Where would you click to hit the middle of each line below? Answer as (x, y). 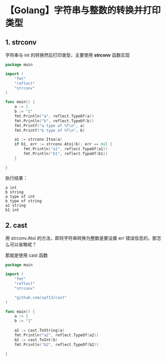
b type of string (24, 201)
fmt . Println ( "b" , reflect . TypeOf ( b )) (54, 121)
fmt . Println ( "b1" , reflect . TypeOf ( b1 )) (66, 154)
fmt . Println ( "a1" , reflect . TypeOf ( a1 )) (66, 149)
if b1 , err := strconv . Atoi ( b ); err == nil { (63, 144)
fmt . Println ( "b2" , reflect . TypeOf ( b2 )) (57, 344)
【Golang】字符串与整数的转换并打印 (83, 10)
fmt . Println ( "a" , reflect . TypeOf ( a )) (54, 116)
